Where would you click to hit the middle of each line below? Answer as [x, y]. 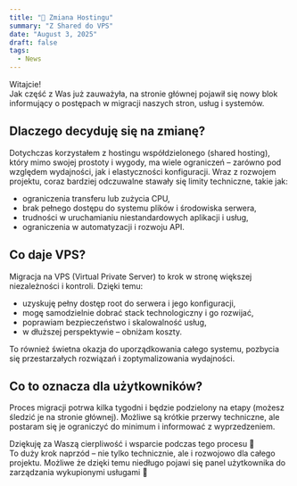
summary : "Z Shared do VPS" [62, 26]
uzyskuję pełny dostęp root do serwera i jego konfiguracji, [129, 303]
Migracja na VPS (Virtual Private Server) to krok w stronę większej [131, 276]
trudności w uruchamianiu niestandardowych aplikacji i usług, [135, 217]
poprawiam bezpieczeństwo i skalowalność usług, [114, 322]
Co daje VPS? [48, 255]
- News [29, 59]
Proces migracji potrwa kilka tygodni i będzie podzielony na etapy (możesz [147, 408]
